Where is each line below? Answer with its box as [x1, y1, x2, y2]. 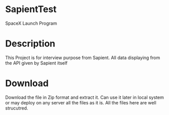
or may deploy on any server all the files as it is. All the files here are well [5, 99, 156, 105]
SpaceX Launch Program [5, 20, 57, 26]
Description [5, 38, 55, 49]
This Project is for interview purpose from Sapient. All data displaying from [5, 54, 160, 61]
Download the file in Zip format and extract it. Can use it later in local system [5, 94, 164, 100]
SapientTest [5, 4, 57, 15]
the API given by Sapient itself [5, 60, 68, 66]
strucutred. [5, 105, 29, 111]
